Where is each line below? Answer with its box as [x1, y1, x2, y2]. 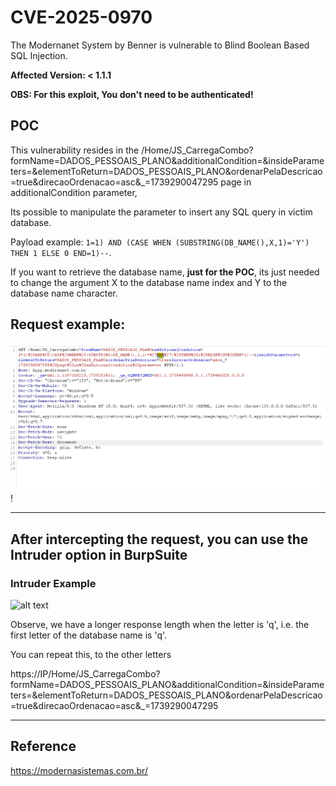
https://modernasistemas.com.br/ [10, 764, 148, 776]
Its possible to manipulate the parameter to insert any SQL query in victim [10, 206, 313, 218]
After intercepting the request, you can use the [10, 531, 309, 548]
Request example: [10, 316, 126, 333]
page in [220, 176, 252, 188]
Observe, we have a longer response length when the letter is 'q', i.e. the [10, 618, 310, 630]
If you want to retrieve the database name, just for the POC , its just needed [10, 266, 320, 278]
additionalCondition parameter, [10, 186, 138, 198]
